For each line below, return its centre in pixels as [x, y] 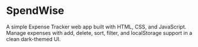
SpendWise [35, 11]
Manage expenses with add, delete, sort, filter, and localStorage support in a [99, 32]
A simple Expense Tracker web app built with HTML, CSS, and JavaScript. [96, 27]
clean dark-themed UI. [33, 39]
